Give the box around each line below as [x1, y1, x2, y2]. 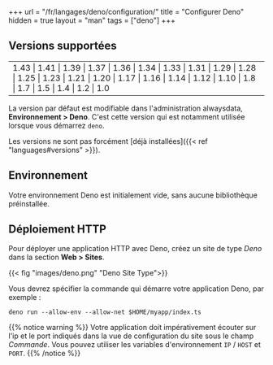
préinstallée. [8, 198, 50, 208]
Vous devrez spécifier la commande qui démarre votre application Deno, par [8, 284, 264, 293]
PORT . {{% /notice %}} [8, 349, 81, 358]
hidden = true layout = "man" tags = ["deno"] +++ [8, 15, 176, 25]
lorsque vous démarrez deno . [8, 120, 105, 130]
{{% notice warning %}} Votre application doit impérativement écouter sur [8, 323, 257, 332]
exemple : [8, 293, 41, 302]
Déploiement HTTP [8, 223, 107, 237]
